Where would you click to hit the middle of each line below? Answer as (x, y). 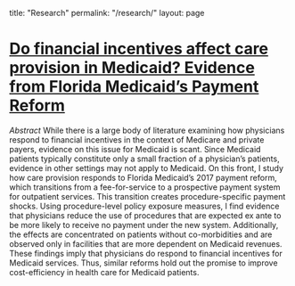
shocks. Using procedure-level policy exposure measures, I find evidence (144, 206)
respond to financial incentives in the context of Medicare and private (137, 139)
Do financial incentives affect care (139, 49)
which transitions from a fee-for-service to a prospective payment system (145, 187)
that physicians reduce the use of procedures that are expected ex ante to (145, 215)
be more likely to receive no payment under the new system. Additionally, (144, 225)
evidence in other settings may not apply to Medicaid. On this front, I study (146, 168)
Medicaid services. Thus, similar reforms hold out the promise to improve (143, 263)
